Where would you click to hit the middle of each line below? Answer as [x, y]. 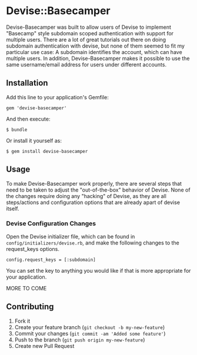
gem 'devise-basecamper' [36, 108]
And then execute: [28, 119]
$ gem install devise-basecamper [47, 151]
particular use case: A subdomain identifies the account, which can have [94, 52]
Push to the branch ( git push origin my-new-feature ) [80, 340]
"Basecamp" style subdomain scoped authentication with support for [90, 33]
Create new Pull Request [44, 346]
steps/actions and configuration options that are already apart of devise [93, 202]
